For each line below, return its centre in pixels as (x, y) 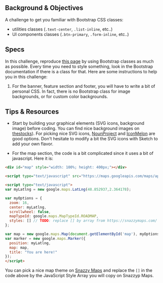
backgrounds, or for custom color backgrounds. (60, 96)
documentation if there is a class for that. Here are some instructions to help (81, 71)
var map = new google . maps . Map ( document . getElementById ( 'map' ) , (71, 234)
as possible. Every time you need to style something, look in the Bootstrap (79, 66)
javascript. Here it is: (33, 158)
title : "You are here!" (33, 252)
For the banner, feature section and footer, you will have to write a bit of (83, 86)
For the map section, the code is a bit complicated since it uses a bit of (83, 153)
